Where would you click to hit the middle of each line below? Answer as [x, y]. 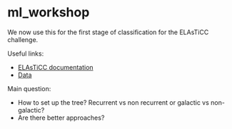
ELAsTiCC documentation [56, 67]
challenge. [23, 39]
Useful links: [26, 53]
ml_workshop [49, 12]
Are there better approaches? [61, 118]
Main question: [29, 88]
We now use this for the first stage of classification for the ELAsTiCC [108, 32]
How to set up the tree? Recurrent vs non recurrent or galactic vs [113, 102]
